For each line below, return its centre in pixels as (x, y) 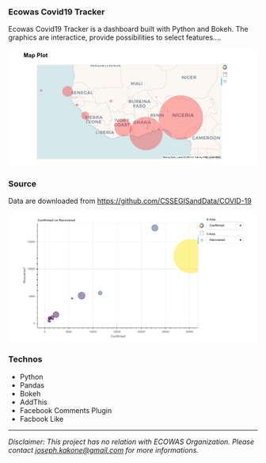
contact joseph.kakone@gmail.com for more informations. (104, 450)
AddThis (33, 402)
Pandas (32, 385)
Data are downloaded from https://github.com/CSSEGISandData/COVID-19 (130, 201)
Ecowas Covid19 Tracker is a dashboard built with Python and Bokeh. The (128, 29)
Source (23, 184)
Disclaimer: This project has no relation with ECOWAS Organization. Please (131, 442)
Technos (25, 359)
